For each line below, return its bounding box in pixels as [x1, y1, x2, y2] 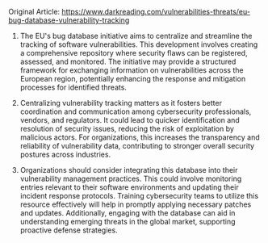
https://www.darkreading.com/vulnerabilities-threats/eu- [61, 7, 250, 16]
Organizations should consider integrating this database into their [19, 165, 238, 174]
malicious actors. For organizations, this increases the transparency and [19, 132, 260, 142]
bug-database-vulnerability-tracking [8, 15, 130, 25]
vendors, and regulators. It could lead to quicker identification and [19, 115, 240, 124]
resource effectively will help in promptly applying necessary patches [19, 199, 252, 209]
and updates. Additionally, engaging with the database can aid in [19, 208, 236, 217]
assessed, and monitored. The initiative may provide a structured [19, 57, 237, 66]
